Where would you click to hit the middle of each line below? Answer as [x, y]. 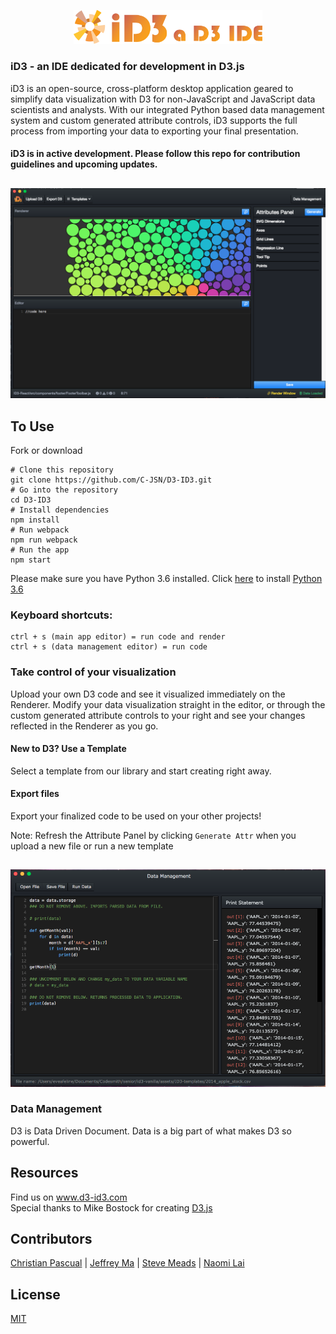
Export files [35, 794]
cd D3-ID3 [31, 500]
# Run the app [40, 550]
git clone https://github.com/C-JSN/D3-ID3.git [111, 480]
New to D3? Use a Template [68, 749]
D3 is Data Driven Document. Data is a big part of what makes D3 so [151, 1131]
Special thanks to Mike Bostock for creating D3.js [111, 1207]
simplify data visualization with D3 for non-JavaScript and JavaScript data [163, 99]
